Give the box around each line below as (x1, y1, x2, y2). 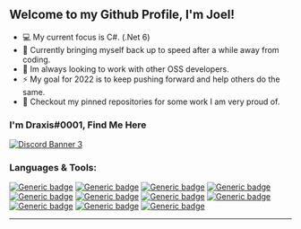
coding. (21, 54, 51, 65)
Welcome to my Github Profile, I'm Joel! (9, 7, 236, 22)
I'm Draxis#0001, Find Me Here (9, 119, 147, 131)
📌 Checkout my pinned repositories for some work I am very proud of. (21, 96, 280, 107)
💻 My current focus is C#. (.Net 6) (21, 31, 150, 42)
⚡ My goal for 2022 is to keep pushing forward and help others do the (21, 74, 280, 84)
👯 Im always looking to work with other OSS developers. (21, 63, 230, 75)
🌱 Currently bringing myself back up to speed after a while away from (21, 44, 279, 55)
